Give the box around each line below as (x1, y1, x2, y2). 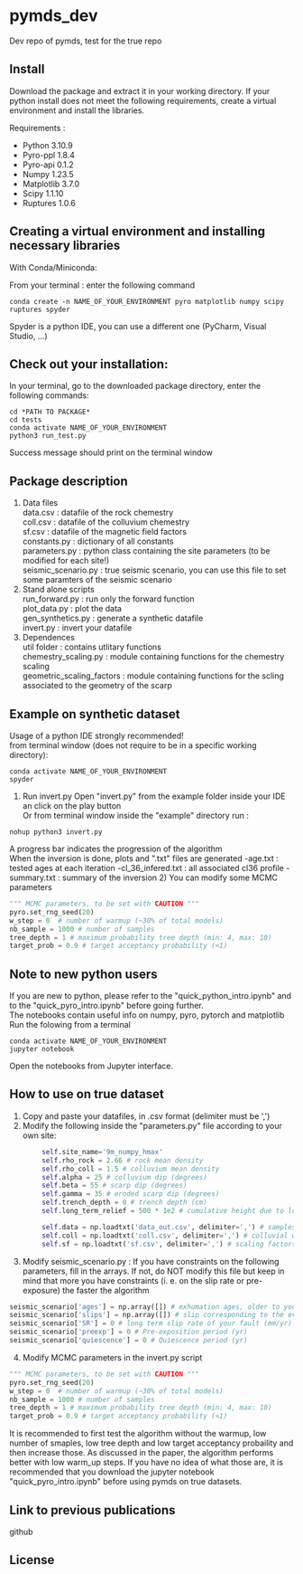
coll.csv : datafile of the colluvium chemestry (22, 517, 190, 527)
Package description (9, 473, 128, 488)
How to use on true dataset (9, 1086, 164, 1102)
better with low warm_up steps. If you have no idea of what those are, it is (9, 1457, 284, 1468)
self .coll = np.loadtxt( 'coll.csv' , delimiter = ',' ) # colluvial (41, 1231, 289, 1240)
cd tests (9, 415, 42, 425)
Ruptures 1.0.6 (22, 197, 77, 208)
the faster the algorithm (62, 1285, 151, 1295)
